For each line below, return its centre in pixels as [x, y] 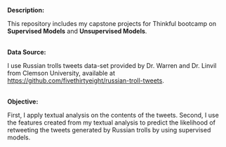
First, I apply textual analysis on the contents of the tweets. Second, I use [113, 115]
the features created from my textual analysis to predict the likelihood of [112, 122]
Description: [26, 10]
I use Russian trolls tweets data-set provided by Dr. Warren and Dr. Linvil [112, 65]
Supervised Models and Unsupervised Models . [77, 31]
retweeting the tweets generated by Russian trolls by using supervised [109, 130]
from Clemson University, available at [61, 73]
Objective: [23, 101]
